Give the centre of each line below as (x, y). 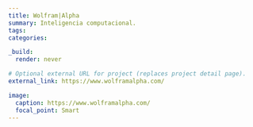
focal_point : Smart (48, 110)
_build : (21, 52)
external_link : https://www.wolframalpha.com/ (86, 81)
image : (19, 95)
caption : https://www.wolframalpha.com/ (83, 103)
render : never (38, 60)
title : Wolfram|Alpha (44, 15)
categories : (28, 38)
